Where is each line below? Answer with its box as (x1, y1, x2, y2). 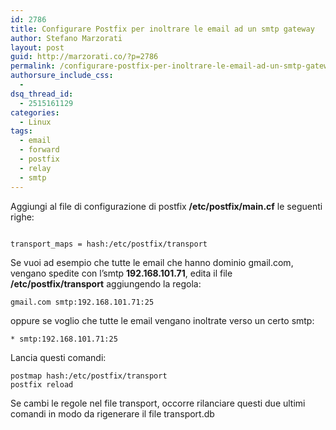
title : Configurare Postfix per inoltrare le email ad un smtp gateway (10, 24, 315, 34)
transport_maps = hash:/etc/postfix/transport (10, 239, 208, 249)
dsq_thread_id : (10, 89, 74, 99)
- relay (19, 163, 52, 173)
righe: (10, 211, 35, 223)
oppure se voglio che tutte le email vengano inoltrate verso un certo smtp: (10, 314, 315, 326)
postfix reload (10, 379, 74, 390)
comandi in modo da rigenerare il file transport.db (10, 407, 215, 420)
